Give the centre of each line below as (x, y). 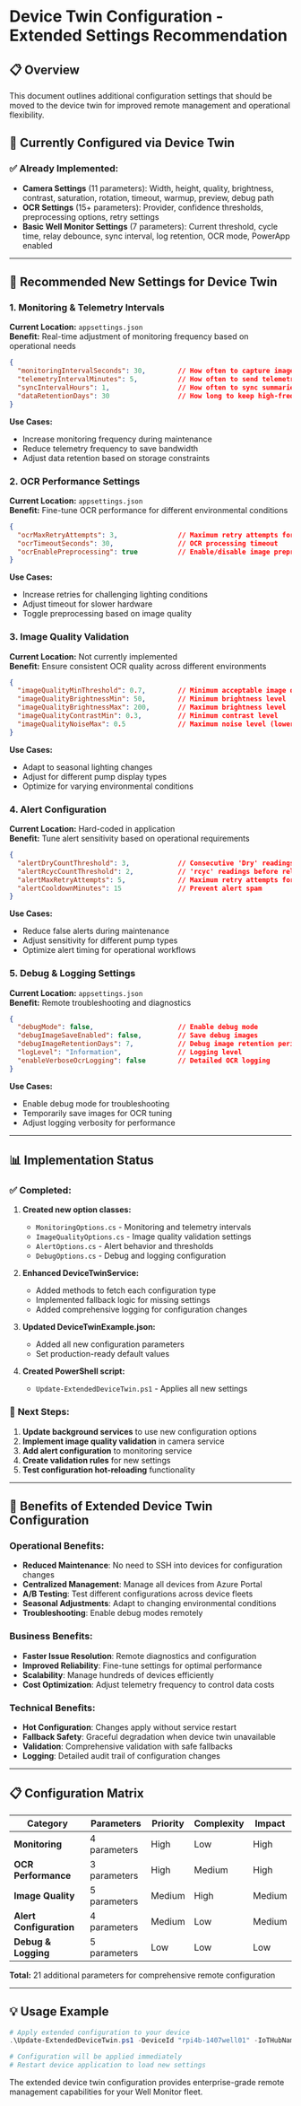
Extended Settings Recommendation (149, 35)
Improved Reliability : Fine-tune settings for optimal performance (142, 1665)
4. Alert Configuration (58, 809)
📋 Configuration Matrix (77, 1793)
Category (47, 1823)
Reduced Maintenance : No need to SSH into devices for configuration (152, 1565)
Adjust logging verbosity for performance (99, 1123)
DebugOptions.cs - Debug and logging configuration (131, 1256)
